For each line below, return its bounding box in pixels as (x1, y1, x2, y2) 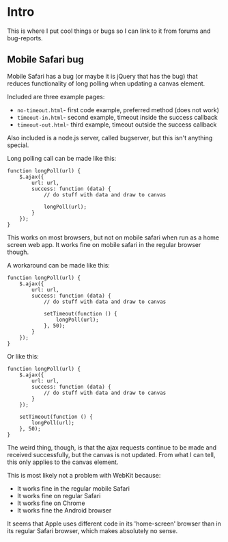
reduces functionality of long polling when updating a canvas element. (7, 79, 205, 88)
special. (7, 141, 29, 149)
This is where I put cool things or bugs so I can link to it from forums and (7, 27, 211, 35)
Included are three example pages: (7, 92, 105, 101)
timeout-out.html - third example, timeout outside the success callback (16, 120, 217, 129)
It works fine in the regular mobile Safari (16, 484, 130, 493)
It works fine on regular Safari (16, 491, 101, 500)
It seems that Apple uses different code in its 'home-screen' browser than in (7, 519, 222, 528)
